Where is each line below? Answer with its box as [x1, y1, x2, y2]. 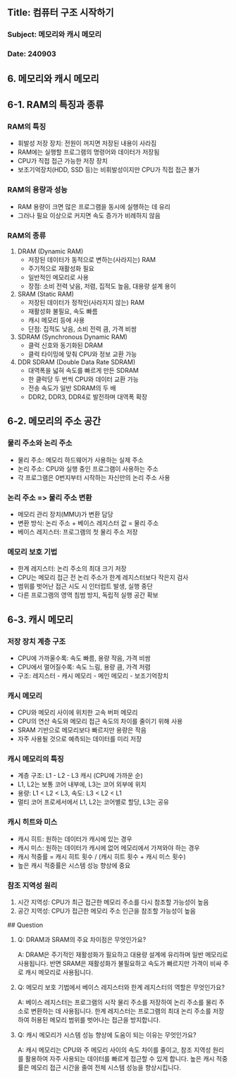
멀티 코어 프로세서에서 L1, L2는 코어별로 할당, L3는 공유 [17, 798, 169, 806]
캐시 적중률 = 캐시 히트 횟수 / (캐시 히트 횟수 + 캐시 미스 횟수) [17, 852, 187, 861]
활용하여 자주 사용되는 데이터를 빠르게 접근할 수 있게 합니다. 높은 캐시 [25, 1055, 215, 1063]
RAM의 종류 [7, 230, 46, 240]
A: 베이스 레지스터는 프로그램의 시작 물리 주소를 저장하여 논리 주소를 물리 [17, 998, 218, 1007]
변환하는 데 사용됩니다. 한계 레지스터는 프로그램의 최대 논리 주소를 [30, 1007, 211, 1015]
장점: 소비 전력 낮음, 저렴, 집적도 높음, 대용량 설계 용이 [27, 282, 176, 290]
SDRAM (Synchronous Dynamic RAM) [17, 333, 128, 341]
